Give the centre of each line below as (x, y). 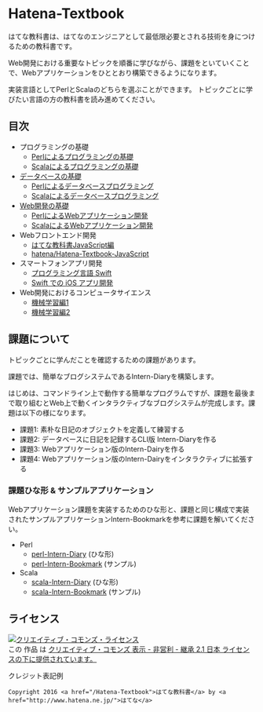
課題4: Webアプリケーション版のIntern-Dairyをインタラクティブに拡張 (133, 458)
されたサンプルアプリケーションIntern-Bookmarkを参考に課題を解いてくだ (128, 519)
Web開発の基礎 (44, 206)
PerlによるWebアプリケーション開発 (89, 215)
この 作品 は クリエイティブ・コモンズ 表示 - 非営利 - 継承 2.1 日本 (114, 649)
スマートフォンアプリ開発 (61, 263)
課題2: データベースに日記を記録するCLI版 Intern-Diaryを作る (118, 439)
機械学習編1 (50, 302)
